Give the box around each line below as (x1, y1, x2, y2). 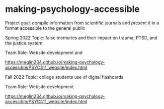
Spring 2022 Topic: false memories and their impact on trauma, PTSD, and (5, 35, 158, 41)
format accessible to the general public (5, 25, 85, 31)
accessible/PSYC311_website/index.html (5, 64, 87, 70)
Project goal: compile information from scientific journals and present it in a (5, 20, 159, 26)
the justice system (5, 40, 43, 46)
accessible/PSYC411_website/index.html (5, 98, 87, 105)
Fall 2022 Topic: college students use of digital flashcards (5, 74, 124, 80)
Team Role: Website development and (5, 50, 83, 55)
